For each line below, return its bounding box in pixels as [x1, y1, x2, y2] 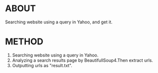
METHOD [5, 36, 44, 47]
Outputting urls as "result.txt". [12, 62, 72, 68]
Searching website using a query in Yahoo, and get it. [5, 19, 113, 25]
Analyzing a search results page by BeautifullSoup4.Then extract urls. [12, 57, 153, 63]
